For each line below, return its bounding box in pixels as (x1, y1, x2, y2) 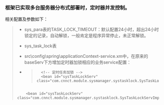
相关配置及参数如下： (5, 16, 48, 22)
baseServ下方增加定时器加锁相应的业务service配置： (24, 59, 131, 65)
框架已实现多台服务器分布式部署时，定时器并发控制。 (5, 4, 130, 11)
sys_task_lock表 (24, 43, 57, 49)
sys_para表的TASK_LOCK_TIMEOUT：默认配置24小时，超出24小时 (24, 27, 159, 33)
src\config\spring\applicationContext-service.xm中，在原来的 (24, 53, 148, 59)
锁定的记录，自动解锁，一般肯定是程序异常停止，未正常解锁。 (24, 33, 149, 38)
